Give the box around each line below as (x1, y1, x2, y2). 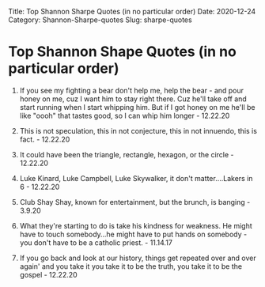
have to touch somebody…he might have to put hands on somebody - (19, 229, 248, 239)
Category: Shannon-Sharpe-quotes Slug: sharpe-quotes (8, 15, 192, 25)
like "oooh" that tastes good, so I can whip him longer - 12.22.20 (19, 111, 230, 120)
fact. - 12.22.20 (19, 134, 70, 144)
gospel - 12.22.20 (19, 270, 78, 279)
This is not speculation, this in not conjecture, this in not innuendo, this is (19, 126, 257, 135)
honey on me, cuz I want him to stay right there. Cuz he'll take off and (19, 94, 247, 104)
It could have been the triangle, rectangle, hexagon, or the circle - (19, 149, 235, 159)
